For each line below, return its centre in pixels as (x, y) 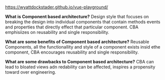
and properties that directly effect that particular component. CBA (72, 27)
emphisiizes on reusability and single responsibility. (57, 32)
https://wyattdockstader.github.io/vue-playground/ (57, 7)
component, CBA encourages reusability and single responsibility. (72, 52)
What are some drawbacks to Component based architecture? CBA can (80, 62)
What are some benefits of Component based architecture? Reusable (77, 42)
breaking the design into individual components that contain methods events (83, 22)
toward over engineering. (31, 72)
